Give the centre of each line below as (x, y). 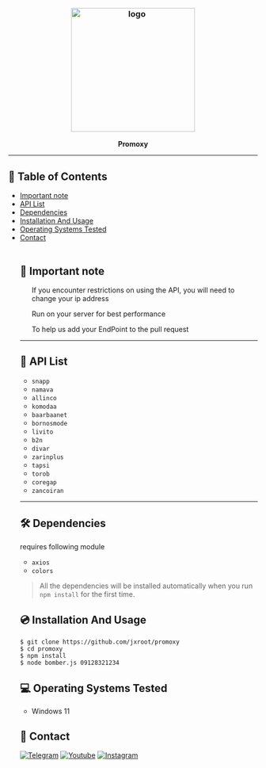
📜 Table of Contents (58, 176)
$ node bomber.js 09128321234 (70, 663)
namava (42, 390)
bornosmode (49, 423)
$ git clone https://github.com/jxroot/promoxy (99, 642)
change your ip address (70, 298)
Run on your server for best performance (99, 314)
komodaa (44, 407)
